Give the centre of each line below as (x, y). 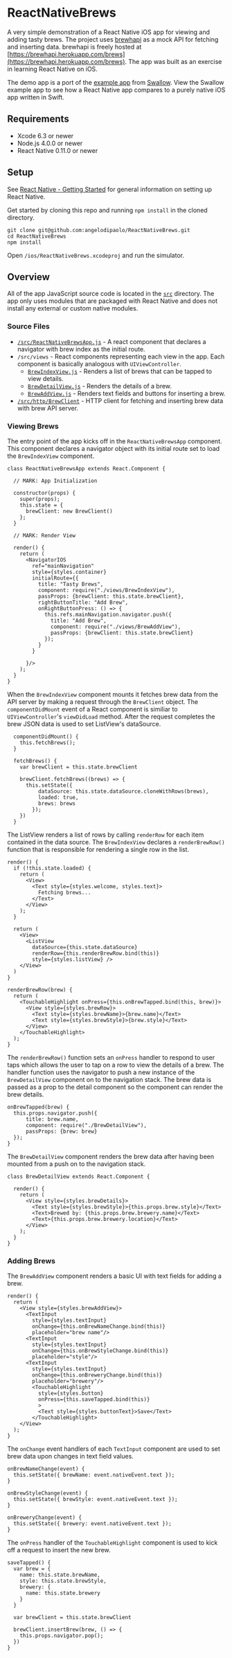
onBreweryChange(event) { (44, 1518)
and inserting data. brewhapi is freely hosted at (74, 47)
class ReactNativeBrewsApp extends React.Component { (87, 468)
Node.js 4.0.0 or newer (50, 143)
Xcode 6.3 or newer (45, 136)
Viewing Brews (33, 426)
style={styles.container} (70, 572)
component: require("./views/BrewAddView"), (116, 627)
